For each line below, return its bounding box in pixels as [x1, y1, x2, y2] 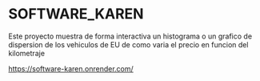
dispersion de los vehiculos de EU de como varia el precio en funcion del [8, 39, 249, 49]
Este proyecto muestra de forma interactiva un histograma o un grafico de [8, 31, 253, 41]
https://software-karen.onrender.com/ [8, 63, 134, 73]
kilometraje [8, 48, 46, 58]
